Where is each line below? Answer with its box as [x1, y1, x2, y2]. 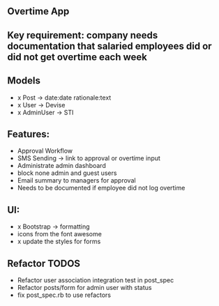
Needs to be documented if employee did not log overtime [17, 184, 186, 192]
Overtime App [7, 6, 70, 17]
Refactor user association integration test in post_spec [17, 276, 174, 284]
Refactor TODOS [7, 257, 81, 269]
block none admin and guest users [17, 169, 117, 177]
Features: [7, 128, 50, 140]
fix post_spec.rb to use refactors [17, 291, 112, 299]
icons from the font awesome [17, 230, 103, 238]
